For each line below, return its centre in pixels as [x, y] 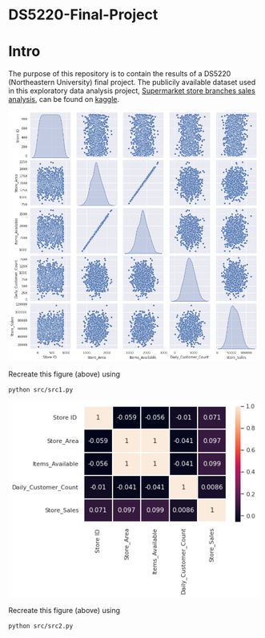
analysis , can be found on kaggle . [64, 100]
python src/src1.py [41, 390]
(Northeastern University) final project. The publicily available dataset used [132, 83]
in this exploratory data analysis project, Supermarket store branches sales [132, 91]
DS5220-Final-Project [83, 15]
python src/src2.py [41, 626]
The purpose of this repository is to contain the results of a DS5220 [120, 74]
